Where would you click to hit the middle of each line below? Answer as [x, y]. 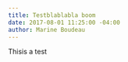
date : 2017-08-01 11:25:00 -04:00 [64, 22]
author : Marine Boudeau [47, 29]
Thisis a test [28, 52]
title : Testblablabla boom [52, 15]
